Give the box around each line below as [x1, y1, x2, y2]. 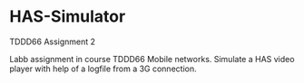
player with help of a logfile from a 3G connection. [9, 63, 197, 74]
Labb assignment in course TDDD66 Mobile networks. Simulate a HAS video [9, 53, 295, 64]
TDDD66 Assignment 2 [9, 36, 96, 47]
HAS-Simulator [9, 6, 126, 27]
